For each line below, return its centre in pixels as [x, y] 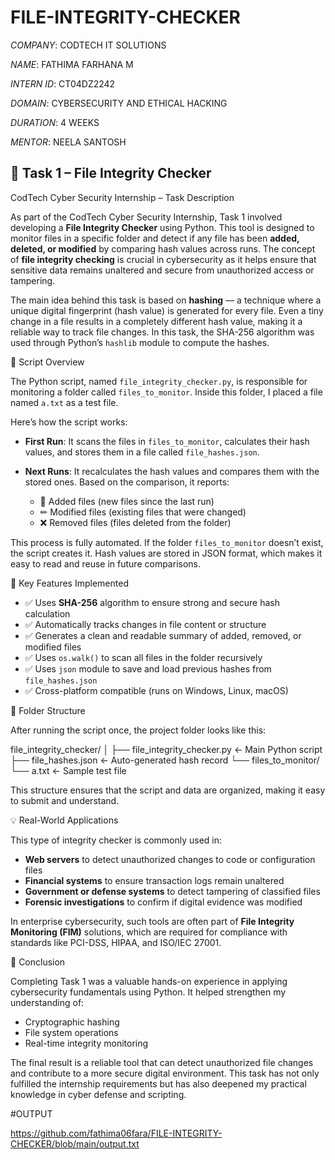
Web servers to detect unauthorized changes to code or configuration [170, 859]
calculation [47, 613]
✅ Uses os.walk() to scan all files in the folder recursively [143, 657]
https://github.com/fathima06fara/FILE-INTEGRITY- [116, 1133]
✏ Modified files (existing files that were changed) [143, 512]
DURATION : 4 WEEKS [55, 122]
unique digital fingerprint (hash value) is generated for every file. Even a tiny [167, 310]
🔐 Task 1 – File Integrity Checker [111, 173]
